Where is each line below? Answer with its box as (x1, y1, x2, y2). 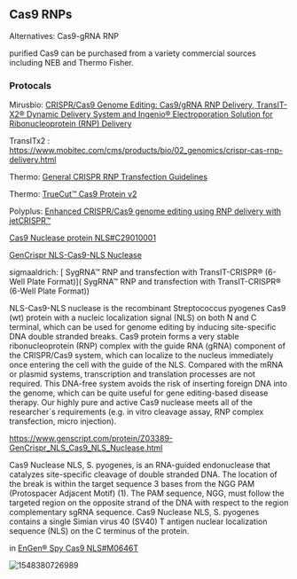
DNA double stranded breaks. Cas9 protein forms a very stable (9, 332, 239, 342)
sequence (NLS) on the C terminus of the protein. (9, 526, 190, 536)
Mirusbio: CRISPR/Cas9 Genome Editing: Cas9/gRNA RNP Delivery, (9, 99, 255, 110)
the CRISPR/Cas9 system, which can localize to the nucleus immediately (9, 350, 274, 361)
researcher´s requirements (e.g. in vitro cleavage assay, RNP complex (9, 407, 264, 418)
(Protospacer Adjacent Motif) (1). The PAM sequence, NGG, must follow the (9, 488, 285, 499)
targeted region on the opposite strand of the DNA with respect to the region (9, 497, 289, 508)
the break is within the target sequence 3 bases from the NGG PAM (9, 479, 255, 489)
